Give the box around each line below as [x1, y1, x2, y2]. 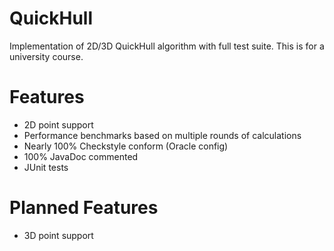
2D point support [23, 118, 94, 131]
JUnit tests [23, 161, 69, 173]
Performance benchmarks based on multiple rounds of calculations [23, 129, 302, 141]
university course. [9, 50, 84, 62]
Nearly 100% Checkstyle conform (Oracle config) [23, 140, 229, 152]
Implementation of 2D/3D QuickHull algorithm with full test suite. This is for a [9, 40, 325, 52]
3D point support [23, 229, 94, 241]
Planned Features [9, 197, 159, 219]
